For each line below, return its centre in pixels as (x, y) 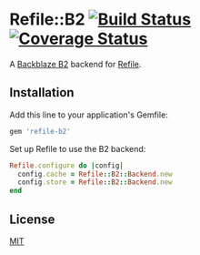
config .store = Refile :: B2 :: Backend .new (95, 182)
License (32, 219)
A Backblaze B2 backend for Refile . (75, 64)
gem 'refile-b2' (40, 131)
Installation (42, 92)
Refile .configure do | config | (67, 165)
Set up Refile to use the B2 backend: (78, 148)
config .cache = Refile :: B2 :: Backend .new (95, 174)
